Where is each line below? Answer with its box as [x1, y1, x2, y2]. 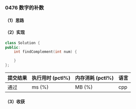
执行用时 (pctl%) [32, 74, 70, 81]
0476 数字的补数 [5, 4, 44, 11]
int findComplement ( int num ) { [14, 50, 77, 54]
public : [5, 45, 21, 50]
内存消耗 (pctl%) [75, 74, 114, 81]
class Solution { [5, 40, 40, 45]
